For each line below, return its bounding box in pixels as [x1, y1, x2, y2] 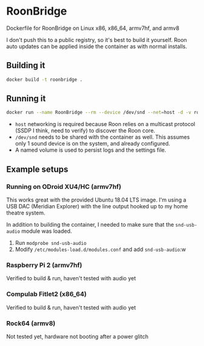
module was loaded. [21, 227, 72, 235]
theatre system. [6, 209, 46, 216]
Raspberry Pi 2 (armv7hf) [6, 261, 83, 269]
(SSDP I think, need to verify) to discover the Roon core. [15, 127, 155, 135]
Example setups [6, 164, 69, 174]
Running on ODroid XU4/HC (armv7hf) [6, 182, 121, 191]
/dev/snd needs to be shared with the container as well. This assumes [15, 133, 190, 141]
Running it [6, 93, 46, 104]
